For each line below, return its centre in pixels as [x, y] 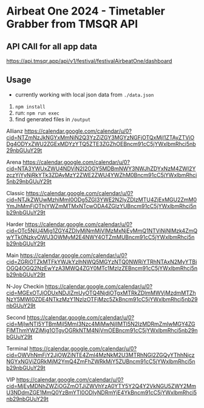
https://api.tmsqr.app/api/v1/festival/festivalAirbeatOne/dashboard [89, 61]
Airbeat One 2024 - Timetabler [86, 11]
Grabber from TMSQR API [72, 24]
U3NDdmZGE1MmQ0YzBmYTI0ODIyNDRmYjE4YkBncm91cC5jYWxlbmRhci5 [102, 392]
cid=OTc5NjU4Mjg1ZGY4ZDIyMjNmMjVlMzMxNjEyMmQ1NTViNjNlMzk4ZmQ [102, 230]
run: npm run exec [37, 113]
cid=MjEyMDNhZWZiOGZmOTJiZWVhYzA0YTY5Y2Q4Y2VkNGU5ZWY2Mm [101, 386]
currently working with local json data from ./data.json [84, 95]
